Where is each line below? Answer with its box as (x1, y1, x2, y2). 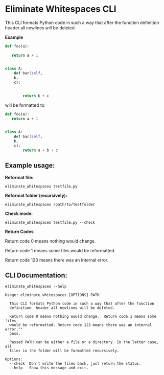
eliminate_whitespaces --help (5, 284, 67, 289)
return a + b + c (23, 148, 58, 153)
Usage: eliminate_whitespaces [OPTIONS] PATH (5, 293, 99, 298)
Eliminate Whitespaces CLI (5, 3, 117, 15)
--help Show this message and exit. (9, 366, 89, 371)
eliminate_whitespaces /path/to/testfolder (5, 202, 95, 207)
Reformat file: (5, 174, 34, 180)
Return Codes (5, 229, 34, 234)
